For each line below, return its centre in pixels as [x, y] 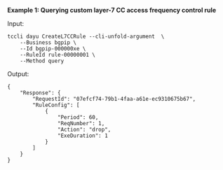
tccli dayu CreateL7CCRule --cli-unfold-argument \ [86, 36]
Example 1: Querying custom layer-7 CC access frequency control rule [112, 10]
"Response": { [40, 93]
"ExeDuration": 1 [83, 136]
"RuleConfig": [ [56, 105]
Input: [16, 23]
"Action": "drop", [84, 129]
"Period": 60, [78, 118]
